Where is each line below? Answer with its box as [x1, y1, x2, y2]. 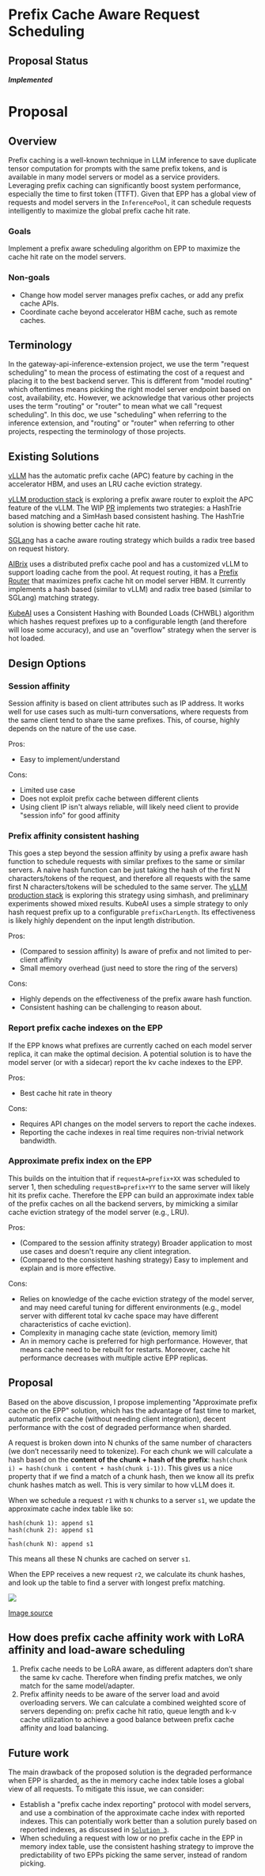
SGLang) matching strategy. [8, 593, 100, 602]
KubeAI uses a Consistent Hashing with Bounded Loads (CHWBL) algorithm [8, 609, 255, 618]
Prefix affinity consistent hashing [8, 830, 140, 841]
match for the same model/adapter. [19, 1681, 135, 1691]
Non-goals [8, 272, 50, 283]
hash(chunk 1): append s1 [8, 1519, 93, 1527]
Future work [8, 1746, 70, 1759]
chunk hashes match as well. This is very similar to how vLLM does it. [8, 1480, 235, 1490]
